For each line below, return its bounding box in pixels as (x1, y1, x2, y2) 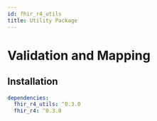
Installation (7, 76, 58, 88)
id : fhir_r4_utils (7, 10, 62, 18)
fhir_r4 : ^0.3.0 (13, 108, 62, 115)
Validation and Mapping (7, 47, 151, 64)
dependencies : (7, 94, 50, 101)
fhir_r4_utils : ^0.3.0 (13, 100, 81, 108)
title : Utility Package (7, 17, 78, 24)
